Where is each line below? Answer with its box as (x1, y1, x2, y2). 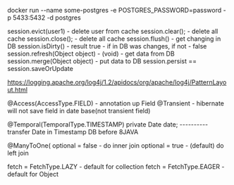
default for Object (7, 170, 58, 178)
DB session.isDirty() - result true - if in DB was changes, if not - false (7, 42, 207, 50)
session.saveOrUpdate (7, 65, 74, 72)
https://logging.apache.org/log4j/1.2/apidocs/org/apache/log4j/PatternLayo (7, 78, 227, 87)
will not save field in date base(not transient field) (7, 107, 151, 115)
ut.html (7, 86, 28, 94)
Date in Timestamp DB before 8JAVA (31, 128, 139, 136)
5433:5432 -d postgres (13, 13, 81, 22)
